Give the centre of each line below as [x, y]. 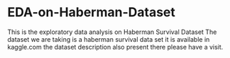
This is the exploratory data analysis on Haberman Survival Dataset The [112, 32]
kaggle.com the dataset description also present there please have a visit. [115, 47]
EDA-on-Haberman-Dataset [91, 12]
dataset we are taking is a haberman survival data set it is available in [109, 39]
